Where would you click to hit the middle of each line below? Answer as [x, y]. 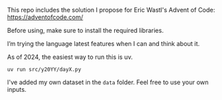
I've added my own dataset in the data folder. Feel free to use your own [108, 82]
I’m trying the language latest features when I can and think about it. [103, 43]
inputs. [17, 89]
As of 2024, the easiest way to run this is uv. [70, 57]
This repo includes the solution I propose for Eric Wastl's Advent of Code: [111, 10]
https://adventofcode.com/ [45, 17]
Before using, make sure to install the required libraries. [85, 30]
